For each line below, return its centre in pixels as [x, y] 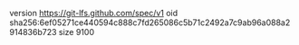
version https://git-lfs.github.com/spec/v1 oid [94, 13]
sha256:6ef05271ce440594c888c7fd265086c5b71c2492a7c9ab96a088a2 [150, 22]
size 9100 [77, 32]
